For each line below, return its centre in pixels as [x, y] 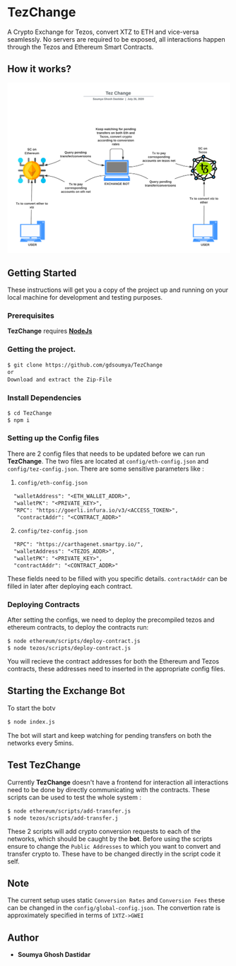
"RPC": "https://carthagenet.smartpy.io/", [78, 544]
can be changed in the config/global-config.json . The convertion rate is [114, 908]
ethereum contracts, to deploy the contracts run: [78, 628]
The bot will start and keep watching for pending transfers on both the [110, 735]
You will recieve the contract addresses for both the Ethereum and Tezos [113, 661]
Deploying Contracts [43, 604]
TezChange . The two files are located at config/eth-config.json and [108, 461]
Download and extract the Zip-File [60, 380]
